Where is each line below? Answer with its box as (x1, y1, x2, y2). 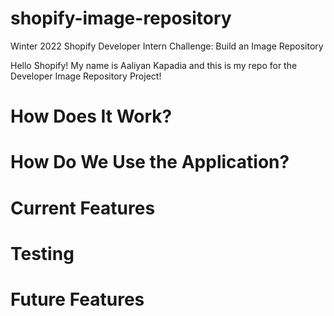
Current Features (10, 197, 156, 219)
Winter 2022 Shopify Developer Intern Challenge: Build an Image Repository (10, 40, 324, 52)
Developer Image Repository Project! (10, 70, 162, 82)
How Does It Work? (10, 105, 173, 128)
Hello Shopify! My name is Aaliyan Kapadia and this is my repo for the (10, 59, 298, 71)
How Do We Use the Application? (10, 151, 290, 174)
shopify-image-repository (10, 7, 232, 30)
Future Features (10, 288, 145, 311)
